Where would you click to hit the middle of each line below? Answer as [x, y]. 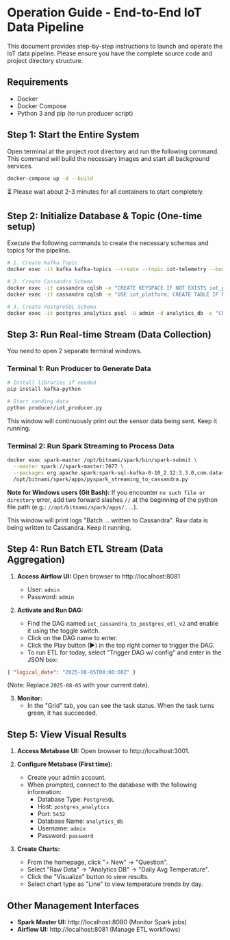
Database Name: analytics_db [80, 821]
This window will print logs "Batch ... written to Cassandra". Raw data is [108, 520]
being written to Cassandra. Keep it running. [69, 527]
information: [44, 792]
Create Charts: [38, 849]
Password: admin [51, 596]
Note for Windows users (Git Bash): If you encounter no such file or [106, 492]
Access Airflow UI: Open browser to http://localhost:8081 [98, 576]
